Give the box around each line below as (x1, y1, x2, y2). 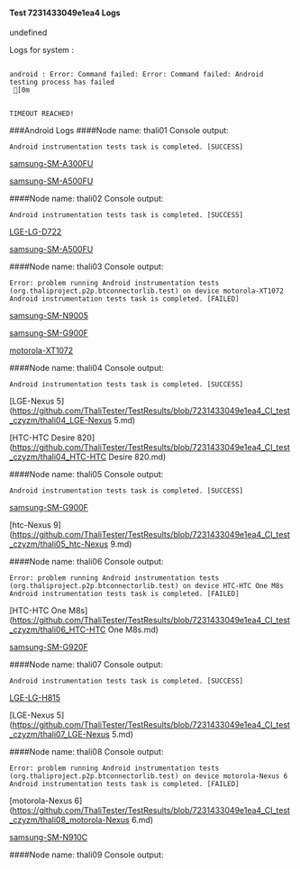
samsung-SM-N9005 (9, 311, 88, 321)
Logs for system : (9, 45, 75, 56)
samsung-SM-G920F (9, 642, 88, 653)
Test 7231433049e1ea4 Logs (9, 7, 121, 18)
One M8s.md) (107, 624, 159, 635)
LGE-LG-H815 (9, 692, 61, 703)
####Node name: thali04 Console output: (9, 363, 164, 374)
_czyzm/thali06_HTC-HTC (9, 624, 106, 635)
